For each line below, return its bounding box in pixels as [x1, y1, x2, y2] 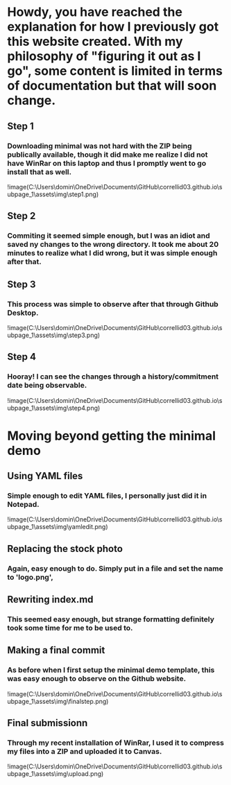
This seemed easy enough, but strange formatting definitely [7, 614, 215, 624]
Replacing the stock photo [7, 542, 123, 555]
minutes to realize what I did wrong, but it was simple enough [7, 248, 218, 258]
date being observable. [7, 381, 87, 390]
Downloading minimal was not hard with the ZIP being [7, 141, 192, 150]
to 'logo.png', [7, 572, 53, 582]
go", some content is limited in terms [7, 63, 223, 79]
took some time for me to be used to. [7, 623, 133, 633]
